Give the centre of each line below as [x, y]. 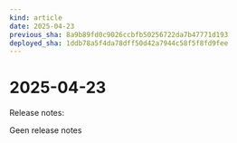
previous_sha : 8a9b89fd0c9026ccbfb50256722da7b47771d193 [119, 34]
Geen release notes [46, 130]
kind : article [36, 18]
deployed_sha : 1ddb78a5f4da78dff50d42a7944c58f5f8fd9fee [119, 43]
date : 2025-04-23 [42, 26]
